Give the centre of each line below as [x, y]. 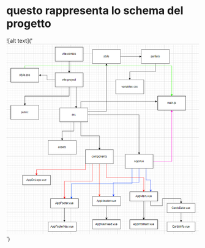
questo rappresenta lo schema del [95, 11]
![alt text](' [20, 40]
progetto [29, 24]
